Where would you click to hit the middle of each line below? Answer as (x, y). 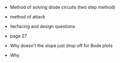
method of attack (28, 17)
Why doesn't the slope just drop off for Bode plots (61, 46)
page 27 (18, 36)
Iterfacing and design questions (43, 26)
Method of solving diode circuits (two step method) (62, 7)
